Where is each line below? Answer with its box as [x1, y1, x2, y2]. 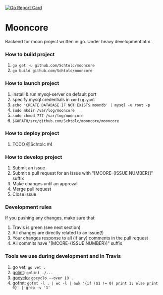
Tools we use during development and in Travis [5, 253, 121, 260]
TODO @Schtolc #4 [12, 141, 53, 147]
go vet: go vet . [12, 264, 46, 270]
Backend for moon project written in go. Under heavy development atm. [5, 38, 152, 44]
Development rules [5, 204, 52, 211]
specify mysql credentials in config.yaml [12, 96, 96, 102]
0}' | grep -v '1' [12, 285, 51, 290]
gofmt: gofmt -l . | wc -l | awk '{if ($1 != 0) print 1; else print [12, 280, 159, 286]
